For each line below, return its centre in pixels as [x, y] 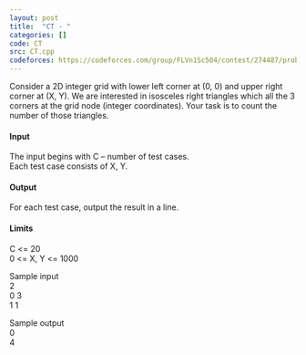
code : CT [26, 43]
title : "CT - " [40, 26]
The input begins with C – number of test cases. [99, 157]
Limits [21, 228]
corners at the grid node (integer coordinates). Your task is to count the [143, 105]
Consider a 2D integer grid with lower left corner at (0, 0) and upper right [146, 86]
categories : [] [38, 35]
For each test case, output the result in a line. [94, 207]
